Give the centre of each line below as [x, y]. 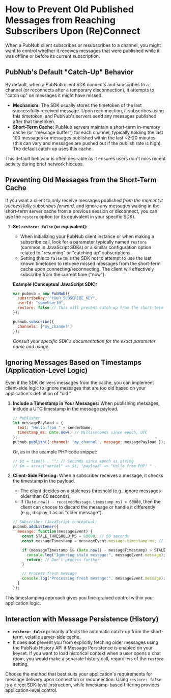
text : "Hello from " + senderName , [55, 428]
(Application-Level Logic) [47, 370]
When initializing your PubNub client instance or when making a [87, 236]
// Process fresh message [50, 574]
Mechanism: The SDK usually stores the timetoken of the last [77, 105]
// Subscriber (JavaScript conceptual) [55, 522]
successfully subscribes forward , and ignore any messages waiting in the [82, 206]
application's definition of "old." [38, 394]
